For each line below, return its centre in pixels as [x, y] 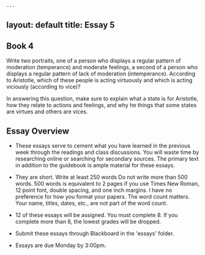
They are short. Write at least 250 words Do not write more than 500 [101, 177]
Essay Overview [38, 131]
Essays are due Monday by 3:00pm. [61, 245]
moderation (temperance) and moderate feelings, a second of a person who [102, 67]
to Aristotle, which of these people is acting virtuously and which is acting [99, 80]
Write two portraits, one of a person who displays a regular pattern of [94, 61]
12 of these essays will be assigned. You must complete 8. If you [96, 215]
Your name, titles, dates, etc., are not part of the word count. [91, 204]
